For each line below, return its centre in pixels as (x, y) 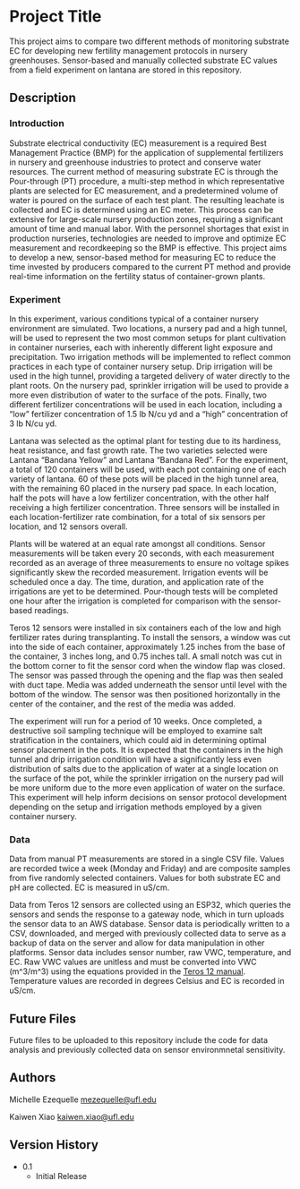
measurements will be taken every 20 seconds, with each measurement (142, 553)
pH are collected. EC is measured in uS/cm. (90, 887)
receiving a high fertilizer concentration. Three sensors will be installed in (145, 507)
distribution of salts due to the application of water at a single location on (144, 768)
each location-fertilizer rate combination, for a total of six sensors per (137, 517)
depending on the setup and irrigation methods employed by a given (136, 807)
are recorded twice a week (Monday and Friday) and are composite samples (150, 868)
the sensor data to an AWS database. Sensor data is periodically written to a (150, 924)
